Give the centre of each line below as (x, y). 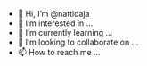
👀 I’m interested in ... (55, 23)
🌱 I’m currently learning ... (65, 33)
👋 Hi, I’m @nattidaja (53, 14)
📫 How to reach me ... (59, 52)
